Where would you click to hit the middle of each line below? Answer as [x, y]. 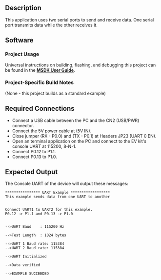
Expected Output [31, 172]
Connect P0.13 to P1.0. [34, 157]
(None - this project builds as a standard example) [55, 93]
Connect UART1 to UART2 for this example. [49, 210]
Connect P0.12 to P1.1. [34, 151]
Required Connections [40, 109]
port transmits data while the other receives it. [51, 25]
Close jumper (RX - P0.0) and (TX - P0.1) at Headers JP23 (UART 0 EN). [84, 136]
